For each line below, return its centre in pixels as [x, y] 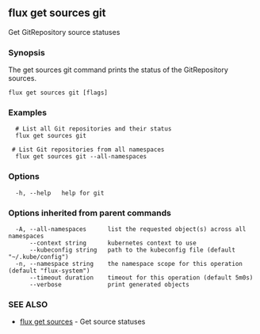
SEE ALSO [28, 304]
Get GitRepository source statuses [64, 32]
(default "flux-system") [49, 271]
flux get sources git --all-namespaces [81, 157]
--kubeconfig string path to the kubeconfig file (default [132, 250]
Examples [28, 112]
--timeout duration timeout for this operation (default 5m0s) [141, 278]
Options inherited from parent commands [90, 213]
